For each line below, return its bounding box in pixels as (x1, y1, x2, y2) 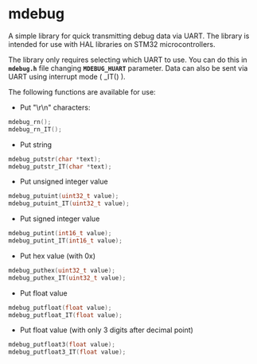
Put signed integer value (19, 214, 100, 223)
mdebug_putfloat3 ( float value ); (8, 341, 115, 349)
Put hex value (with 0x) (19, 251, 96, 261)
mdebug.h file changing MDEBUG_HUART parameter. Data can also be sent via (8, 63, 248, 72)
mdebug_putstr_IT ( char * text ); (8, 162, 112, 171)
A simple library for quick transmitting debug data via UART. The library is (8, 31, 250, 41)
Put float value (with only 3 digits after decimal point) (19, 325, 193, 335)
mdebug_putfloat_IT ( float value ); (8, 311, 123, 319)
